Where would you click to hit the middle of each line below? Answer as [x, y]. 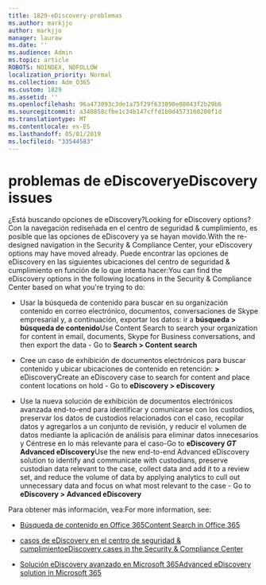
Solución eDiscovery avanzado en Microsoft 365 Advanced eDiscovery [135, 564]
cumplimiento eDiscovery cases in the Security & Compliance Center [131, 549]
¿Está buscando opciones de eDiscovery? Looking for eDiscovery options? [130, 220]
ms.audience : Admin [40, 53]
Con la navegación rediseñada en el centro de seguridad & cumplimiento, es [133, 228]
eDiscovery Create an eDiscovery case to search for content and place [135, 377]
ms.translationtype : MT [48, 119]
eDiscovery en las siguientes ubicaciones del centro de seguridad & [119, 262]
